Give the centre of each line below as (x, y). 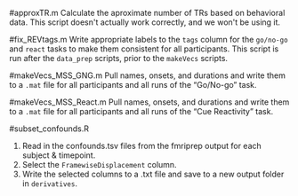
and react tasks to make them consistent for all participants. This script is (144, 49)
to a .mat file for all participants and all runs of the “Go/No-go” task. (133, 85)
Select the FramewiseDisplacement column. (99, 165)
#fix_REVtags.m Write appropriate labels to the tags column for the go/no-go (149, 39)
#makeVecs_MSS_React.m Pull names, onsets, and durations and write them (149, 102)
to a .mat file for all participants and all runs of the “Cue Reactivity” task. (141, 111)
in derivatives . (50, 184)
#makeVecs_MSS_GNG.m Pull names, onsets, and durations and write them (148, 75)
